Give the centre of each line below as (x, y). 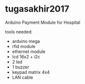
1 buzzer (20, 67)
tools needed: (19, 32)
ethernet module (29, 51)
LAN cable (22, 77)
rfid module (24, 46)
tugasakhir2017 (37, 9)
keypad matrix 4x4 (31, 72)
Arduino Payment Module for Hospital (43, 22)
